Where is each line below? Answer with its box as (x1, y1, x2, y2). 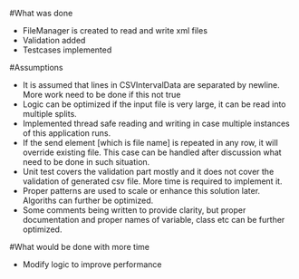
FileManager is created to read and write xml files (22, 25, 208, 35)
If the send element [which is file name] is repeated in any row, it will (22, 138, 278, 148)
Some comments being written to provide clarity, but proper (22, 205, 246, 216)
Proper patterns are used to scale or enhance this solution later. (22, 186, 261, 196)
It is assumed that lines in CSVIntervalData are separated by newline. (22, 80, 281, 90)
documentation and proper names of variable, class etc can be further (22, 215, 285, 225)
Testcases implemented (22, 44, 112, 55)
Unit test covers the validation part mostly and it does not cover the (22, 167, 275, 177)
